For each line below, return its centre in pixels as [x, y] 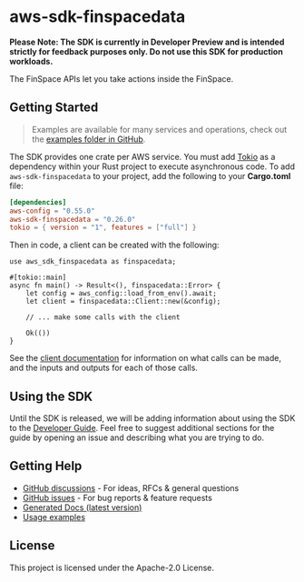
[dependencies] [38, 202]
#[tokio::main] [38, 278]
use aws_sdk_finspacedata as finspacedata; [93, 262]
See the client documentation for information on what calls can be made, [145, 358]
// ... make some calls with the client [103, 317]
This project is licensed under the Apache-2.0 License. [112, 567]
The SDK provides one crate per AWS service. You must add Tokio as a [142, 156]
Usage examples [54, 517]
